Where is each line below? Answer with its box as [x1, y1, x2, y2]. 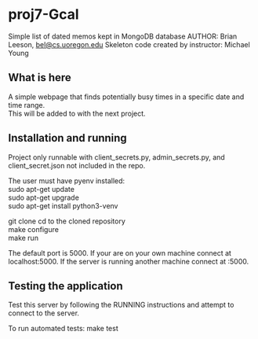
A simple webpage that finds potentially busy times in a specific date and [8, 92, 245, 101]
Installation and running [8, 131, 127, 145]
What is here [8, 71, 72, 84]
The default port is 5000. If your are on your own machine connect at [8, 248, 231, 257]
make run [8, 233, 39, 242]
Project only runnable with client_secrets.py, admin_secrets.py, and [8, 152, 225, 162]
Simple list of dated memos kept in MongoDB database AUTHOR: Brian [8, 31, 238, 41]
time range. [8, 100, 45, 109]
